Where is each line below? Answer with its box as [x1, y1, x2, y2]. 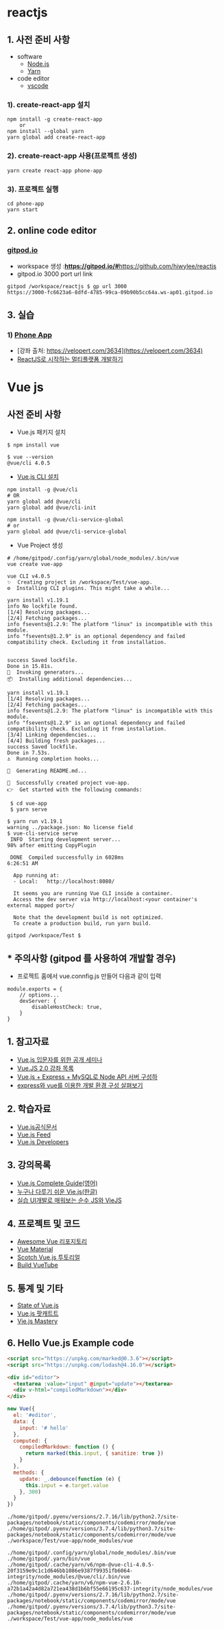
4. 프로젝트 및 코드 [7, 1217, 81, 1229]
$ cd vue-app [10, 800, 48, 807]
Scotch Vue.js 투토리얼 [16, 1253, 81, 1261]
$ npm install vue [7, 442, 60, 449]
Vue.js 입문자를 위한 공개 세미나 [16, 1055, 103, 1064]
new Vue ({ [7, 1405, 36, 1412]
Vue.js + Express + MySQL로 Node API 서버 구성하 [16, 1072, 158, 1081]
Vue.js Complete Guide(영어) [16, 1178, 98, 1187]
